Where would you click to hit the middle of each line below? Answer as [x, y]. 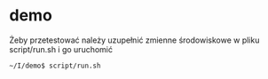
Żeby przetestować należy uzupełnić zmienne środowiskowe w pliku [134, 40]
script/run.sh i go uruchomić [61, 49]
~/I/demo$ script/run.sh [55, 66]
